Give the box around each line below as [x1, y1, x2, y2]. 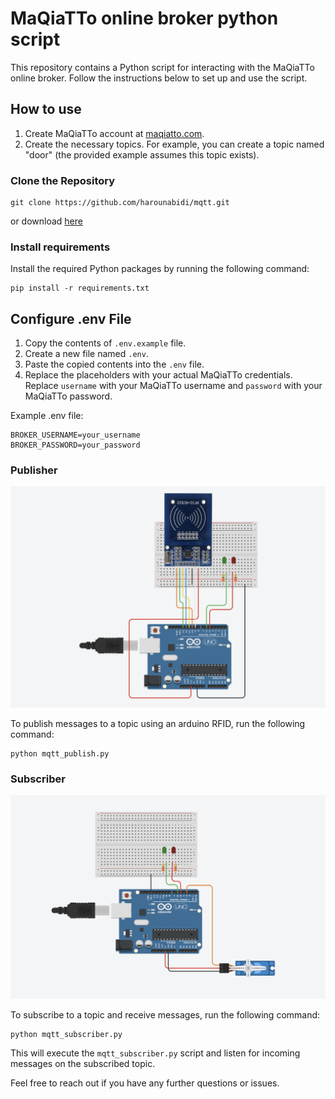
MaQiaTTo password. [24, 390, 113, 402]
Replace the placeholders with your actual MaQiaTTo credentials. [24, 369, 293, 381]
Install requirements [10, 240, 111, 254]
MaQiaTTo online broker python [10, 7, 279, 30]
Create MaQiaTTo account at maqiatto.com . [24, 127, 205, 139]
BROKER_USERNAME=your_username [10, 430, 141, 441]
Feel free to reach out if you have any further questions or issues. [10, 1077, 280, 1089]
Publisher [10, 463, 58, 477]
